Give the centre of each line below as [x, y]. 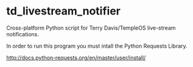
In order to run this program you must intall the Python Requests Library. [97, 46]
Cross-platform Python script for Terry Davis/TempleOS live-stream [91, 28]
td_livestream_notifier [63, 11]
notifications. [23, 34]
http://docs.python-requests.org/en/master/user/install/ [76, 57]
